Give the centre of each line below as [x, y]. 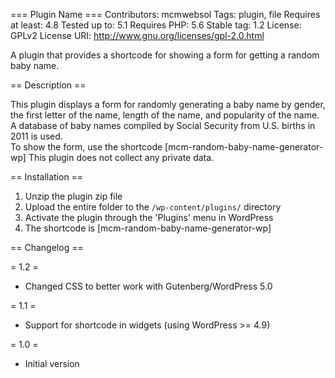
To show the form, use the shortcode [86, 147]
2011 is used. [36, 136]
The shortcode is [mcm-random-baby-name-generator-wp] [148, 228]
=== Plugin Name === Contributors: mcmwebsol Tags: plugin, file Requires [165, 14]
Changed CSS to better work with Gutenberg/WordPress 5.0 [148, 286]
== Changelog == [47, 247]
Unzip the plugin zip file [73, 196]
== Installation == [47, 177]
